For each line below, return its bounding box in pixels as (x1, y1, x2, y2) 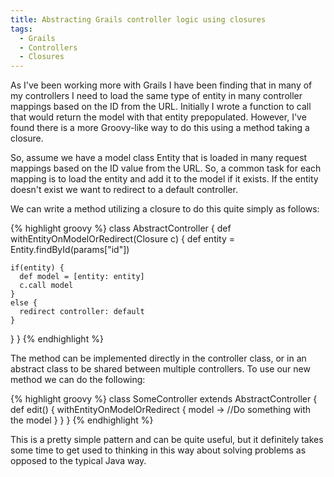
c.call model (19, 281, 74, 291)
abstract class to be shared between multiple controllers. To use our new (10, 363, 311, 375)
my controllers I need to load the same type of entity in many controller (10, 90, 303, 102)
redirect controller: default (19, 307, 145, 317)
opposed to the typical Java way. (10, 455, 147, 467)
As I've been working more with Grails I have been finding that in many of (10, 79, 313, 91)
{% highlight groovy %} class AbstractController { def (10, 222, 232, 235)
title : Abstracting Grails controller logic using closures (10, 14, 267, 25)
